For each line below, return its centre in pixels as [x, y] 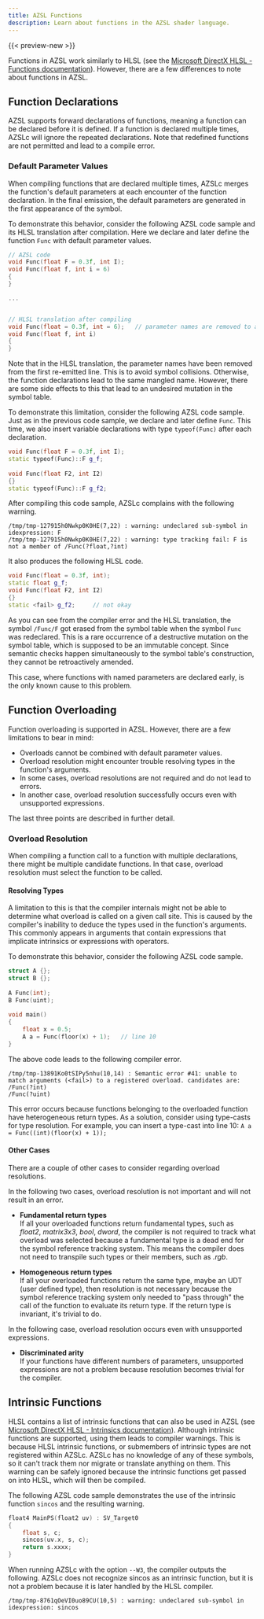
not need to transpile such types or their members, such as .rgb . [123, 1257]
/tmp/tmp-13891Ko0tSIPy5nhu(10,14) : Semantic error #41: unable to [123, 1073]
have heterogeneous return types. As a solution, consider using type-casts [130, 1117]
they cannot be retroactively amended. [71, 662]
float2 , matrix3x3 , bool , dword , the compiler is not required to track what [137, 1232]
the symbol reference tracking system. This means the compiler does [132, 1248]
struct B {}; [29, 979]
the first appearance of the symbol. [65, 208]
